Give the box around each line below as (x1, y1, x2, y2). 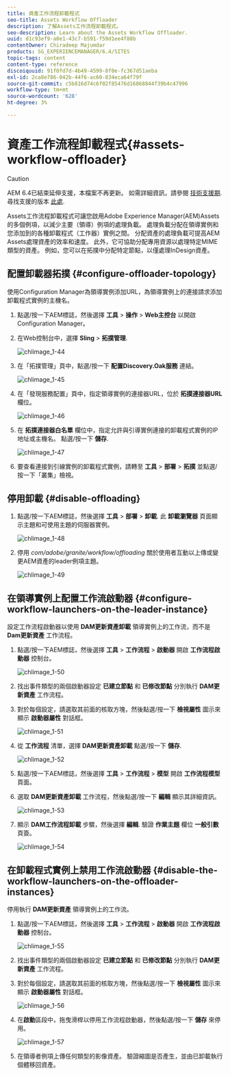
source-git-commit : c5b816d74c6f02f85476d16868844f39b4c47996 (7, 80, 188, 87)
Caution (7, 174, 29, 182)
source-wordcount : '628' (7, 93, 78, 100)
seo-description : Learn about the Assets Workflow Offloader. (7, 29, 188, 36)
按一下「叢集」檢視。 (16, 471, 77, 479)
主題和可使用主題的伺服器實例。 (23, 521, 114, 529)
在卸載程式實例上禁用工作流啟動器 (7, 864, 151, 876)
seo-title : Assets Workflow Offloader (7, 16, 118, 23)
